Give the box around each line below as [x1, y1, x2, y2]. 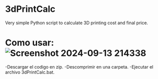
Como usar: [5, 37, 54, 48]
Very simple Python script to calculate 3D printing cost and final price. [5, 20, 149, 26]
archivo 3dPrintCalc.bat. [5, 69, 54, 75]
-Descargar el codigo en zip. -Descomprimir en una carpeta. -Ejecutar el [5, 64, 154, 70]
